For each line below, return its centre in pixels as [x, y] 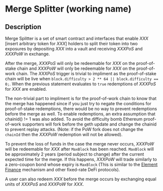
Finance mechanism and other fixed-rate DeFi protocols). [63, 170]
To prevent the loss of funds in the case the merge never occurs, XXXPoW [80, 144]
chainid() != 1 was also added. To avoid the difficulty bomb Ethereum [74, 119]
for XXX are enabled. [26, 89]
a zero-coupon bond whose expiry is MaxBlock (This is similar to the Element [81, 164]
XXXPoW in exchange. [27, 54]
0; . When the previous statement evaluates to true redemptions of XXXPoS [81, 84]
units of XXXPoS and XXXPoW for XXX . [45, 184]
